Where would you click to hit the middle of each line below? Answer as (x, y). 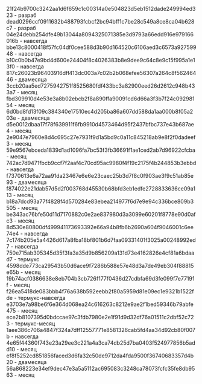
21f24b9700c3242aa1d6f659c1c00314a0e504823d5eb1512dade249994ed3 (101, 9)
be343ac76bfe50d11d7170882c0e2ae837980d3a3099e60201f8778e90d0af (101, 214)
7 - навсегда (22, 246)
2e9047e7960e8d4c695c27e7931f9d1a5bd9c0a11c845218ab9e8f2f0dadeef (101, 137)
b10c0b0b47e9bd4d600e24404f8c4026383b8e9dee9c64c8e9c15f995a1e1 (101, 60)
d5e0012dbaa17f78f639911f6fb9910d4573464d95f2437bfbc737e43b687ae (100, 124)
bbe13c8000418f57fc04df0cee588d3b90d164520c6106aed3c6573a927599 (102, 47)
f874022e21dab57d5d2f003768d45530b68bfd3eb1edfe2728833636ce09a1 (101, 189)
